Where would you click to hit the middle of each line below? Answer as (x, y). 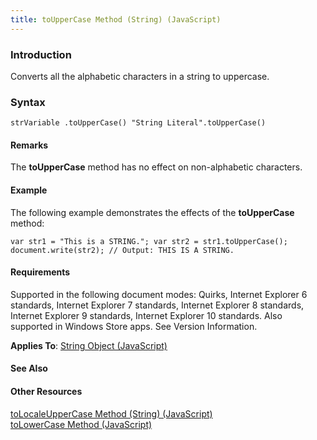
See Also (29, 368)
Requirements (40, 272)
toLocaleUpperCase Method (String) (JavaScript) (111, 413)
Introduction (41, 54)
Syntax (28, 102)
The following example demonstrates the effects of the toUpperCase (152, 212)
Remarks (29, 145)
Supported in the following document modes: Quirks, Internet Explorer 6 (159, 294)
